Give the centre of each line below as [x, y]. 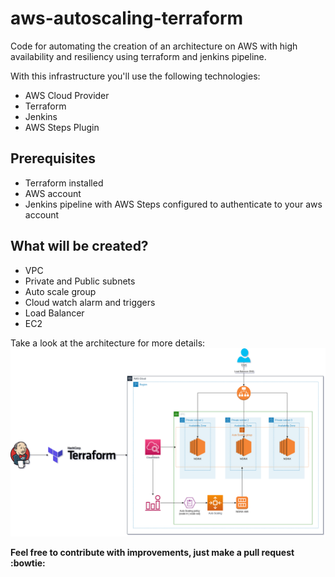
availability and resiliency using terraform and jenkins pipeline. [138, 56]
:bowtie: [28, 563]
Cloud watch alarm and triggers [90, 302]
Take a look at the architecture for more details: [108, 343]
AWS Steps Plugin [62, 127]
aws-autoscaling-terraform [127, 18]
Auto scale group [60, 291]
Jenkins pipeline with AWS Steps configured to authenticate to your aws [173, 204]
